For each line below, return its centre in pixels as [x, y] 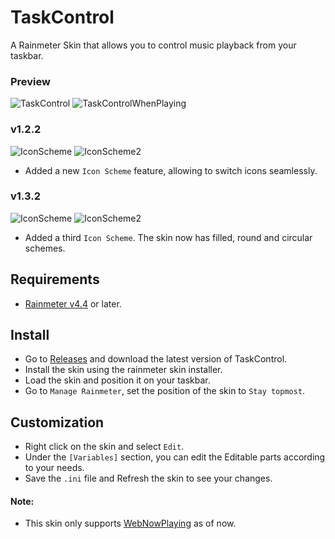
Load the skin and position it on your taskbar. [117, 380]
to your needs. [54, 468]
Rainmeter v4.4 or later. [73, 303]
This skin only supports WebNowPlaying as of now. [130, 523]
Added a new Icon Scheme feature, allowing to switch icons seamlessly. [171, 170]
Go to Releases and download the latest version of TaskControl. [156, 359]
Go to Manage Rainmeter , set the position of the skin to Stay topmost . [165, 391]
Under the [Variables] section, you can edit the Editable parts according [175, 457]
